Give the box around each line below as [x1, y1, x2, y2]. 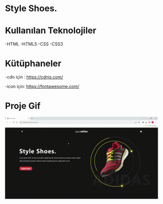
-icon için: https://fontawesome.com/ [5, 83, 80, 90]
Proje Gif [5, 100, 41, 111]
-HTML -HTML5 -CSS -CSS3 [5, 41, 63, 47]
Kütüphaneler [5, 58, 62, 69]
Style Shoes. [5, 3, 57, 14]
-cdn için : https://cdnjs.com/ [5, 74, 64, 80]
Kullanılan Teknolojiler [5, 25, 97, 36]
